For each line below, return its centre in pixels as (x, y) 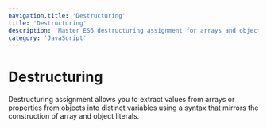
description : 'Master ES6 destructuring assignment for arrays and (122, 30)
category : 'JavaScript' (48, 38)
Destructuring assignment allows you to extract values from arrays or (122, 100)
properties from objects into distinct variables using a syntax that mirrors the (133, 107)
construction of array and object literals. (74, 116)
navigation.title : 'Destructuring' (67, 16)
